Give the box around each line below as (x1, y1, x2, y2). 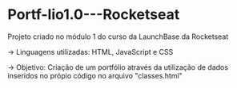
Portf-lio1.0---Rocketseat (7, 6, 180, 24)
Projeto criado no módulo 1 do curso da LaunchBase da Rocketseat (7, 32, 229, 41)
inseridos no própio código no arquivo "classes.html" (7, 71, 183, 80)
